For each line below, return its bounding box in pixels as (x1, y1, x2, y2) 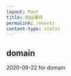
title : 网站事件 (6, 14, 43, 21)
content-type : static (6, 25, 61, 32)
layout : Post (6, 8, 39, 15)
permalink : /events (6, 20, 55, 26)
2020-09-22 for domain (6, 64, 66, 71)
